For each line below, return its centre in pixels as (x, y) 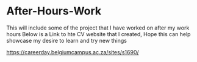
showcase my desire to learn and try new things (66, 40)
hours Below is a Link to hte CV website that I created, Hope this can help (99, 34)
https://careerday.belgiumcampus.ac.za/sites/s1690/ (73, 52)
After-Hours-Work (54, 11)
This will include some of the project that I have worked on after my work (98, 28)
